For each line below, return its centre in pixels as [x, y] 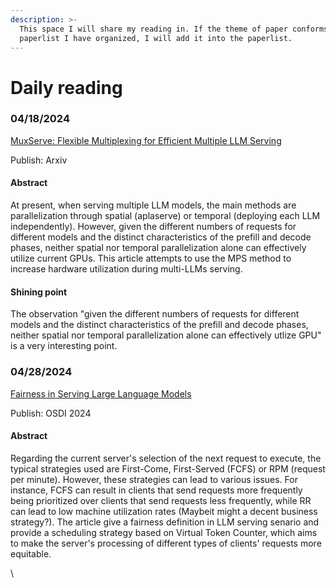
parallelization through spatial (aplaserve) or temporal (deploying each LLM [165, 216]
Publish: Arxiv [39, 160]
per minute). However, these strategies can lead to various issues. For [154, 479]
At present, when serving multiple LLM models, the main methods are [153, 205]
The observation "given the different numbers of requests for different [155, 314]
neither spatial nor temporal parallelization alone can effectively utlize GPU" [166, 335]
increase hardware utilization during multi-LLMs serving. [126, 269]
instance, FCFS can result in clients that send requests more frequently [156, 490]
